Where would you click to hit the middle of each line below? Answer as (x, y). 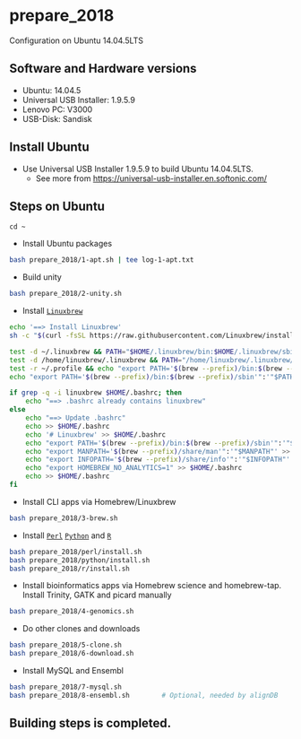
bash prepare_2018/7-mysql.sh (66, 687)
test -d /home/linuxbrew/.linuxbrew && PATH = (95, 360)
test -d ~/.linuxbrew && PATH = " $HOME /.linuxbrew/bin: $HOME (122, 352)
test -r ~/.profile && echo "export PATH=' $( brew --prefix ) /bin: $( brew (146, 369)
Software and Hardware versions (103, 69)
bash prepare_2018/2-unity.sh (66, 294)
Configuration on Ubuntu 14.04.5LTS (77, 40)
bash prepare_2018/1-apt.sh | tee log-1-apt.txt (102, 260)
